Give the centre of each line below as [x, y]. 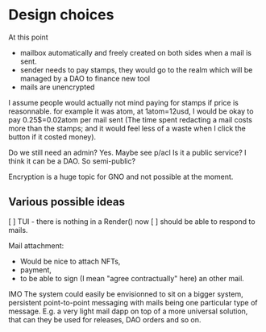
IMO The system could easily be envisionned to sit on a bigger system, [126, 294]
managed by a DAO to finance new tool [85, 78]
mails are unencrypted [57, 87]
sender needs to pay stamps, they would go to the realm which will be [136, 69]
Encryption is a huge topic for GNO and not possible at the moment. [121, 176]
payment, [36, 270]
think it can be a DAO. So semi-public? [72, 161]
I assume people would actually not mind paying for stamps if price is [124, 102]
